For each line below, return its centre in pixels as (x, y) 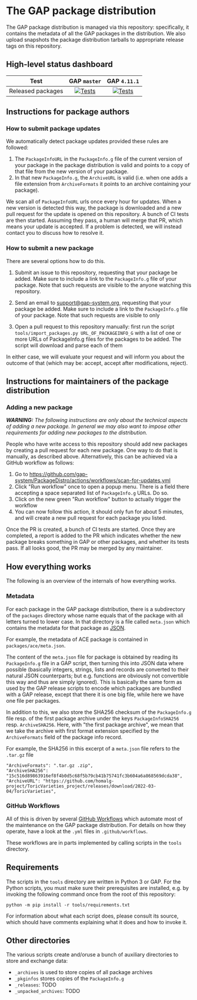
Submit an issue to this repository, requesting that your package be (96, 273)
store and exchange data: (37, 961)
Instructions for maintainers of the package (88, 382)
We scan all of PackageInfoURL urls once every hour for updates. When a (94, 202)
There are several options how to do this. (56, 261)
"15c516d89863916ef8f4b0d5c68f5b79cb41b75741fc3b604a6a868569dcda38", (94, 776)
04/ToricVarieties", (31, 791)
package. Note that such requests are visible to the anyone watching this (103, 285)
